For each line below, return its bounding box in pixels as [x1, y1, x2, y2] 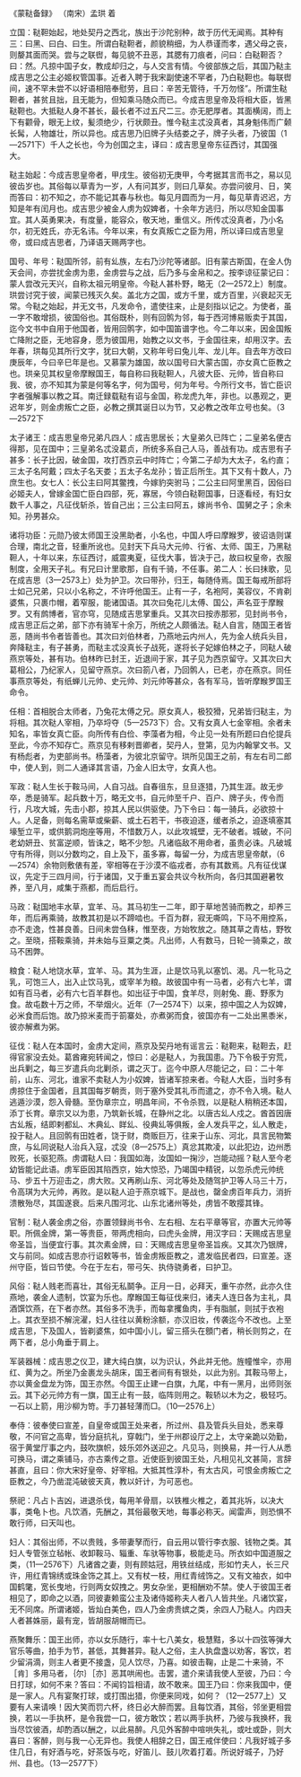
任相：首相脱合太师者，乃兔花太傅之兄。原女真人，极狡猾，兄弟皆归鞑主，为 [9, 706, 292, 717]
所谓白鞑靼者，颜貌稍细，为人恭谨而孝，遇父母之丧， [95, 39, 292, 48]
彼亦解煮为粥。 [9, 1022, 64, 1032]
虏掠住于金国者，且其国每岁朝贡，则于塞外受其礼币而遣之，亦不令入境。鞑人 [9, 1086, 292, 1095]
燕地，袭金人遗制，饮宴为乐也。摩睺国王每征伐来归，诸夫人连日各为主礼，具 [9, 1292, 292, 1302]
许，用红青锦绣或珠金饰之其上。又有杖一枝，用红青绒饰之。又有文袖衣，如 [9, 1570, 284, 1580]
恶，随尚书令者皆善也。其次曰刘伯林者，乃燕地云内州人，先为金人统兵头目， [9, 631, 292, 641]
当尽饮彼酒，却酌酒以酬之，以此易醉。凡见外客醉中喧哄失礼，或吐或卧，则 [9, 1724, 284, 1735]
